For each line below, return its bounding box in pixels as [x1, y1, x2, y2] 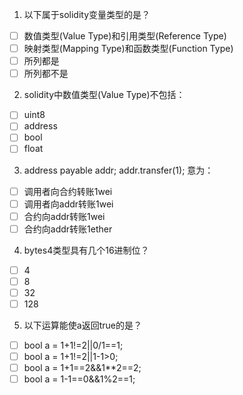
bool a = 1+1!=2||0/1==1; [23, 339, 124, 351]
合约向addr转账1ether [23, 223, 113, 235]
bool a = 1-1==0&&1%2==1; [23, 373, 136, 385]
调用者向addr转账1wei [23, 198, 114, 210]
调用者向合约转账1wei [23, 185, 113, 197]
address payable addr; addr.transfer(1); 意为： [23, 164, 214, 176]
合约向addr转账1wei [23, 210, 106, 222]
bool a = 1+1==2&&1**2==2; [23, 362, 142, 374]
